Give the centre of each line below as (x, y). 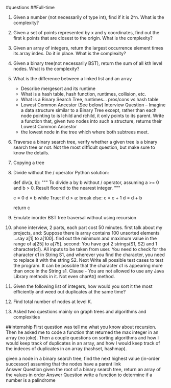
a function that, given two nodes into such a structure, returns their (91, 121)
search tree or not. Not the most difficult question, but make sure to (84, 147)
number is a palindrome (31, 380)
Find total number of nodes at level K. (53, 302)
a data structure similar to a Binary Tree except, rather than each (89, 110)
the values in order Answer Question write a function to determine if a (79, 375)
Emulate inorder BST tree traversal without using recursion (75, 218)
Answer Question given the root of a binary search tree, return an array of (83, 369)
